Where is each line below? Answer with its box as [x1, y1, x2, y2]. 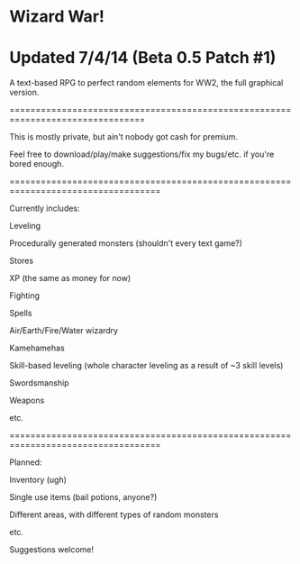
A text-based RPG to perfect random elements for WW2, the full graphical [9, 77, 284, 88]
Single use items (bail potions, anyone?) [9, 492, 158, 503]
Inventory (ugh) [9, 475, 68, 486]
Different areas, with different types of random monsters [9, 509, 219, 520]
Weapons [9, 395, 45, 406]
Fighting [9, 290, 41, 301]
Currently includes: [9, 203, 80, 214]
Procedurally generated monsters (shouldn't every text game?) [9, 238, 243, 249]
